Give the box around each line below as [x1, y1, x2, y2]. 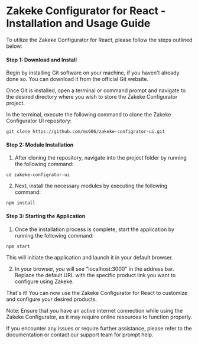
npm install [6, 200, 35, 206]
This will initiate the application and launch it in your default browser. [6, 254, 173, 261]
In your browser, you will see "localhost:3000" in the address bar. [14, 265, 174, 272]
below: [6, 43, 22, 50]
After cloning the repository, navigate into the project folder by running [14, 154, 187, 161]
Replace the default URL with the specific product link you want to [14, 271, 176, 278]
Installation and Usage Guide [6, 17, 151, 30]
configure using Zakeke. [14, 278, 74, 285]
